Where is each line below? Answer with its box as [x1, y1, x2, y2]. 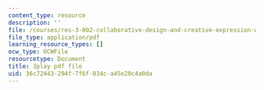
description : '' [8, 19, 61, 27]
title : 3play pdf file [8, 63, 82, 70]
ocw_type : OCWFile [8, 48, 68, 56]
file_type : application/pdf [8, 33, 101, 41]
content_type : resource [8, 11, 86, 20]
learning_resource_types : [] [8, 41, 104, 49]
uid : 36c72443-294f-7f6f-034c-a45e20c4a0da [8, 70, 153, 77]
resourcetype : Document [8, 56, 86, 63]
